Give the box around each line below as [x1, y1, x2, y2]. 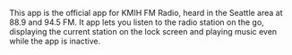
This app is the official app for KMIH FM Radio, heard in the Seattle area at [9, 8, 284, 18]
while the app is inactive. [9, 35, 101, 46]
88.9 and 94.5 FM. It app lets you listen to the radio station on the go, [9, 17, 264, 27]
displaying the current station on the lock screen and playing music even [9, 27, 278, 36]
